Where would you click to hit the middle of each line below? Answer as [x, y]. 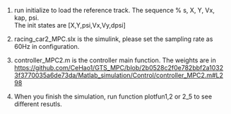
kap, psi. [26, 18]
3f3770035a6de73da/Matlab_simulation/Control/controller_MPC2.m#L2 [119, 75]
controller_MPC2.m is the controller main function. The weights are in [115, 60]
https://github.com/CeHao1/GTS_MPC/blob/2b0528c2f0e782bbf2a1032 [119, 68]
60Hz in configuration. [47, 46]
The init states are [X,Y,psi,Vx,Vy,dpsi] [70, 25]
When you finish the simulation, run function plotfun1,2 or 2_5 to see [113, 96]
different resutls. [38, 104]
